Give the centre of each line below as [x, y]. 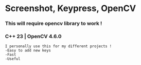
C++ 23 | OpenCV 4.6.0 [33, 37]
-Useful [13, 59]
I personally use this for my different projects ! [58, 46]
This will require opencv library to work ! [53, 24]
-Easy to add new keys [28, 51]
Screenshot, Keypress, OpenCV [70, 8]
